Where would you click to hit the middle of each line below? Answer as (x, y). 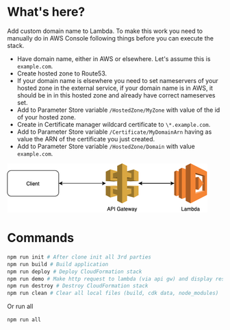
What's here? (46, 12)
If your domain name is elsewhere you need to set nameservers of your (118, 80)
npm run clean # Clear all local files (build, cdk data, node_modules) (113, 293)
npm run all (24, 320)
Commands (41, 238)
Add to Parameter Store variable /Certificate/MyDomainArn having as (114, 132)
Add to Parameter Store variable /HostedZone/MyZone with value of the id (118, 110)
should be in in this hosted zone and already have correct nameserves (116, 95)
